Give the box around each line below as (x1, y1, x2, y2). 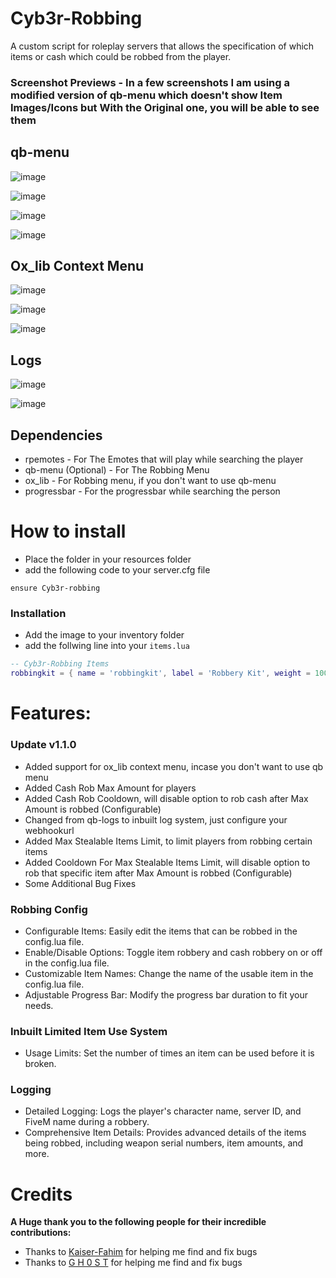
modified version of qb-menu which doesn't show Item (10, 88, 283, 102)
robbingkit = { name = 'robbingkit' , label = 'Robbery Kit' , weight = (10, 668, 311, 679)
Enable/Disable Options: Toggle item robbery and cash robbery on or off (24, 946, 323, 958)
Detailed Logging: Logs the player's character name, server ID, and (24, 1105, 302, 1117)
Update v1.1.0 (10, 738, 77, 752)
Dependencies (10, 427, 103, 444)
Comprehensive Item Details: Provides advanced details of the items (24, 1127, 307, 1139)
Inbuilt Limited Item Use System (10, 1024, 168, 1038)
